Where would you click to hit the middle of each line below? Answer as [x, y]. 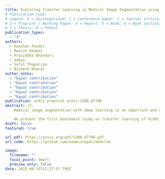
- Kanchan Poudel [27, 46]
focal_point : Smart [29, 160]
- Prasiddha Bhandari [32, 55]
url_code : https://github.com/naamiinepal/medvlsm [58, 142]
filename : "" [23, 155]
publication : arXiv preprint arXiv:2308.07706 [54, 101]
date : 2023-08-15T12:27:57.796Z [38, 169]
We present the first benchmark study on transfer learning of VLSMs [87, 119]
